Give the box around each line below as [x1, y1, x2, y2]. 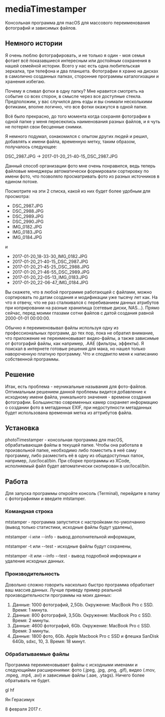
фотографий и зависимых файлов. [5, 25, 77, 31]
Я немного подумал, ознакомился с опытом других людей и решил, [5, 133, 149, 139]
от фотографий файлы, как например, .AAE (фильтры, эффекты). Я [5, 340, 144, 346]
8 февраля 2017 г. [5, 706, 42, 712]
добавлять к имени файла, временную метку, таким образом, [5, 138, 136, 144]
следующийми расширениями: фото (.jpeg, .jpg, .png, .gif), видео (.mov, [5, 667, 156, 673]
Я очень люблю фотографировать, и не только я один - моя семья [5, 52, 145, 58]
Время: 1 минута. [12, 607, 48, 613]
